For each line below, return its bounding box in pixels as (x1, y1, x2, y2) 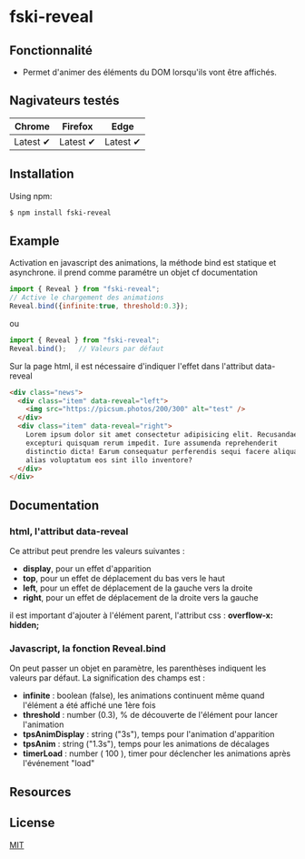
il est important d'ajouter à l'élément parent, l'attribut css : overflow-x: (9, 610, 274, 621)
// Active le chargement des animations (9, 293, 165, 302)
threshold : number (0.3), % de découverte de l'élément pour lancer (22, 710, 279, 721)
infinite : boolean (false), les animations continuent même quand (22, 690, 265, 702)
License (9, 815, 55, 831)
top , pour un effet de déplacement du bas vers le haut (22, 573, 225, 583)
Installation (9, 167, 74, 182)
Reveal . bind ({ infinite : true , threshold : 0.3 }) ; (9, 302, 189, 311)
